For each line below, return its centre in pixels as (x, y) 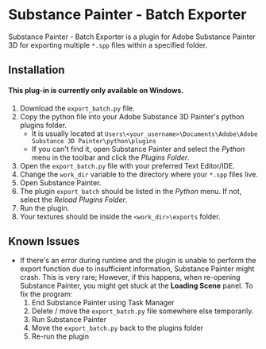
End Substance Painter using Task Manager (103, 303)
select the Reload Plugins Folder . (73, 200)
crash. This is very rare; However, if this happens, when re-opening (130, 277)
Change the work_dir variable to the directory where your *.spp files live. (139, 174)
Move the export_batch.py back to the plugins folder (118, 328)
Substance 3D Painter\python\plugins (94, 141)
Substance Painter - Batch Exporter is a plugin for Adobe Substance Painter (132, 37)
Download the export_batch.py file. (77, 108)
